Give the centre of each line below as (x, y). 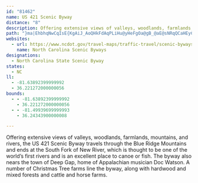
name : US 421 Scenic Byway (39, 17)
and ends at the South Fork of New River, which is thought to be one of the (97, 150)
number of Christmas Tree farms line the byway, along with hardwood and (96, 169)
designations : (24, 55)
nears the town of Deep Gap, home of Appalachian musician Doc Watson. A (98, 162)
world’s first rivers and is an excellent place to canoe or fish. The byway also (99, 156)
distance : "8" (24, 22)
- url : (19, 45)
